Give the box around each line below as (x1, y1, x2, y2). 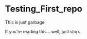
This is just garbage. (5, 19, 46, 25)
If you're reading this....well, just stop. (5, 28, 80, 34)
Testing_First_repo (5, 3, 83, 14)
